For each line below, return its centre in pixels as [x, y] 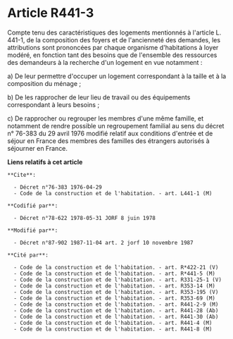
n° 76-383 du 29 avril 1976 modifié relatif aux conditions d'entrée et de [110, 133]
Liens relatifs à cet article [45, 162]
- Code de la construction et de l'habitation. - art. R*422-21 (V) [116, 267]
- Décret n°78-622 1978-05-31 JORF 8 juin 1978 [85, 218]
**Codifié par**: [33, 206]
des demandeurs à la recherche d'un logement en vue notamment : [105, 62]
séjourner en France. [38, 148]
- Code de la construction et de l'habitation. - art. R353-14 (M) [115, 286]
